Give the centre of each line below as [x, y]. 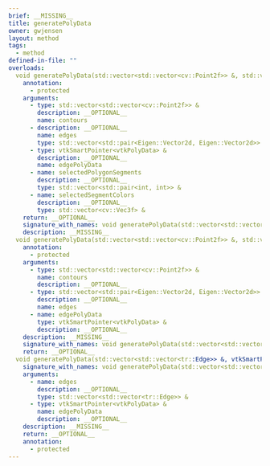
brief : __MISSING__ [41, 16]
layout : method [34, 38]
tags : [17, 46]
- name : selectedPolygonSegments [86, 173]
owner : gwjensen [35, 31]
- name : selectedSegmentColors [82, 195]
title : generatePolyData [50, 23]
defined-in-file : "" [43, 61]
